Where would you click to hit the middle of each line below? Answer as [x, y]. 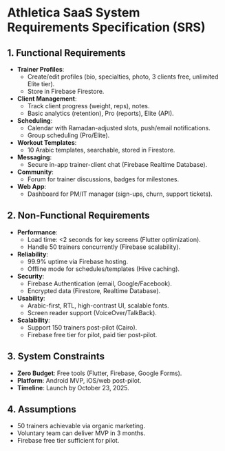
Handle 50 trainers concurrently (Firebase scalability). [104, 247]
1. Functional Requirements [66, 53]
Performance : [37, 232]
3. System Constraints [56, 357]
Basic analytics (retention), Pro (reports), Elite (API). [100, 113]
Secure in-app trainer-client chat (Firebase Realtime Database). [117, 164]
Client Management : [47, 99]
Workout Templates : [47, 142]
